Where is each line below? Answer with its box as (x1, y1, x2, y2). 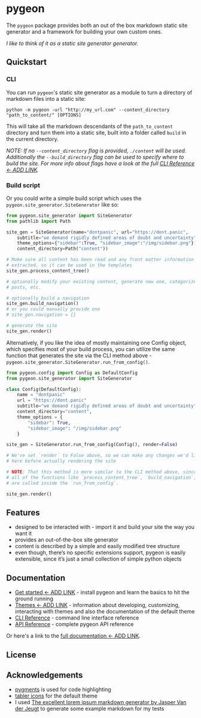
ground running (14, 595, 54, 602)
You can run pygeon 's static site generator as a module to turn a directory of (6, 89, 193, 96)
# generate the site (6, 323, 58, 329)
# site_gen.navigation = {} (6, 312, 77, 318)
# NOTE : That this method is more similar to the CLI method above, (6, 469, 181, 475)
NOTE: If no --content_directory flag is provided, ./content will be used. (6, 146, 187, 154)
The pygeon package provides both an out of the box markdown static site (6, 22, 188, 29)
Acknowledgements (6, 670, 83, 680)
